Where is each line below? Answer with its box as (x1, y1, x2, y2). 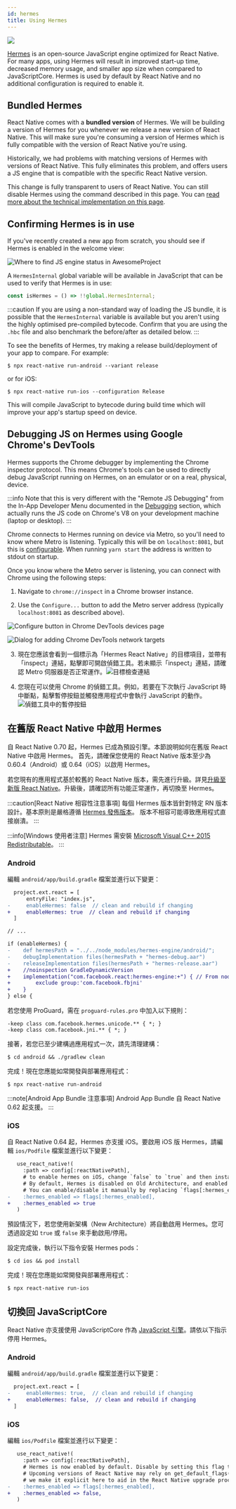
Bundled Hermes (7, 99, 83, 111)
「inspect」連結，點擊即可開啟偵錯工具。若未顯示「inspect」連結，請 (17, 659, 221, 667)
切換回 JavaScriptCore (7, 1305, 107, 1318)
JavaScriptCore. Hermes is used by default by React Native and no (7, 72, 201, 80)
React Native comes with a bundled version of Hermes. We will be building (7, 118, 225, 127)
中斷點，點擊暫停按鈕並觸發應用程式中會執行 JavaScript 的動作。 (17, 691, 206, 699)
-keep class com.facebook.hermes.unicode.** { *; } (7, 1021, 162, 1028)
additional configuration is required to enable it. (7, 79, 145, 88)
